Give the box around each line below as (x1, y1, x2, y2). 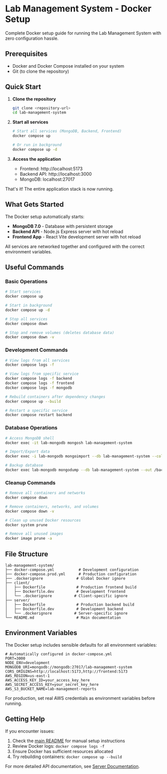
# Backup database (5, 463, 43, 468)
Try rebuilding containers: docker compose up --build (12, 754, 122, 760)
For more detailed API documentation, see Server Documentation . (5, 763, 140, 769)
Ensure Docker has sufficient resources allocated (12, 748, 113, 754)
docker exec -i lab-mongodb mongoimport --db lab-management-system (5, 454, 150, 459)
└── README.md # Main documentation (5, 615, 121, 620)
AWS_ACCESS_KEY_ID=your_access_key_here (5, 677, 90, 682)
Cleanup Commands (5, 479, 56, 486)
